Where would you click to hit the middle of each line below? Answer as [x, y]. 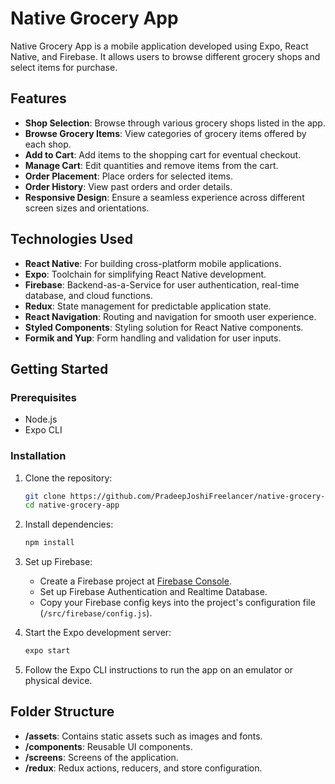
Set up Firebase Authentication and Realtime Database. [153, 592]
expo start [47, 651]
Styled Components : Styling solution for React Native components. [164, 327]
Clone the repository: [68, 478]
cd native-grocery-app [72, 505]
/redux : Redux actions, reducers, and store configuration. [143, 768]
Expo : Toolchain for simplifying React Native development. [145, 274]
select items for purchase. [64, 67]
